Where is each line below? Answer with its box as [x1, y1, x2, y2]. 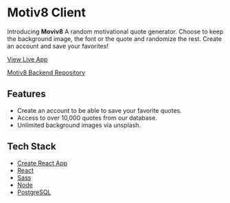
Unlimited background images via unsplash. [16, 121, 141, 129]
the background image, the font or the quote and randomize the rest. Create [7, 34, 222, 42]
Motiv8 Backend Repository [7, 68, 86, 77]
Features [7, 88, 46, 100]
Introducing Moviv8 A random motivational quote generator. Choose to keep [7, 27, 224, 36]
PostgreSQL [16, 188, 51, 196]
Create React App [16, 159, 68, 167]
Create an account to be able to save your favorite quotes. [16, 106, 182, 114]
